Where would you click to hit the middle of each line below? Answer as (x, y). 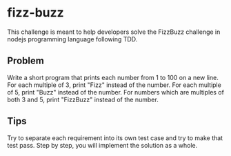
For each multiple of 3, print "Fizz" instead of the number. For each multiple (114, 85)
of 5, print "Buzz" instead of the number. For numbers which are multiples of (115, 92)
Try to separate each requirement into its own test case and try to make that (115, 138)
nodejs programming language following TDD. (72, 39)
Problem (26, 61)
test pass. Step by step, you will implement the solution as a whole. (102, 145)
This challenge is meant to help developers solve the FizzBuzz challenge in (114, 32)
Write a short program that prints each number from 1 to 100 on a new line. (113, 77)
